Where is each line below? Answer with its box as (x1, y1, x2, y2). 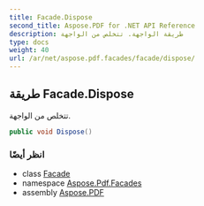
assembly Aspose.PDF (21, 187, 104, 197)
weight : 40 (9, 46, 49, 55)
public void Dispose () (9, 127, 93, 136)
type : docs (9, 37, 49, 47)
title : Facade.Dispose (9, 12, 93, 22)
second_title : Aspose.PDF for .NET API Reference (9, 21, 196, 30)
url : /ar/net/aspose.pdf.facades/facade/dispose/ (9, 54, 196, 63)
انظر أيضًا (9, 148, 45, 160)
